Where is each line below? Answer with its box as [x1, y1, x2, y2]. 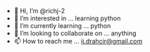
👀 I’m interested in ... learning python [13, 14, 121, 22]
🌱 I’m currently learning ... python [13, 22, 111, 30]
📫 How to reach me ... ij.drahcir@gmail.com [13, 37, 143, 45]
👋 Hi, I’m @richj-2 [13, 7, 65, 15]
